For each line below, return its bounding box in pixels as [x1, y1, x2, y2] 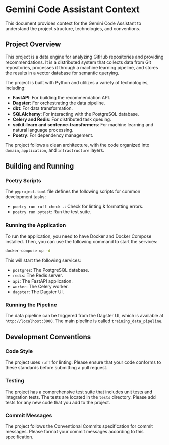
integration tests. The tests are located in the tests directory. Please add [5, 394, 156, 400]
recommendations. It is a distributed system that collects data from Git [5, 59, 151, 65]
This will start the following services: [5, 257, 82, 263]
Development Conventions [5, 332, 91, 341]
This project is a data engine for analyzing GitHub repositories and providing [5, 53, 164, 60]
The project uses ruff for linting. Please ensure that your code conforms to [5, 359, 161, 365]
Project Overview [5, 40, 61, 49]
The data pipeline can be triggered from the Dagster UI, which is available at [5, 312, 164, 318]
